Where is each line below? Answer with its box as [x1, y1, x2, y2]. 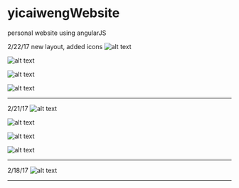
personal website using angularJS [7, 28, 107, 37]
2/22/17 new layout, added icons [7, 42, 103, 51]
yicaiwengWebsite [7, 5, 120, 21]
